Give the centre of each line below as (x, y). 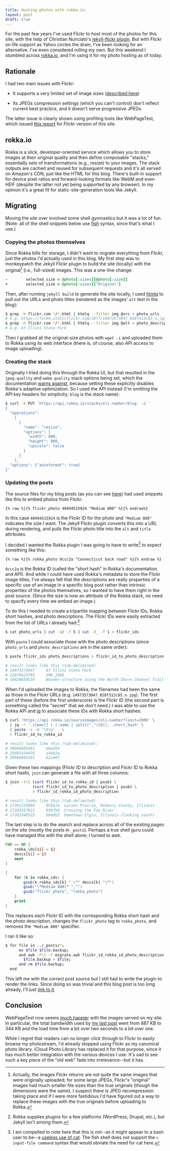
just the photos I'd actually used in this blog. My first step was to (73, 258)
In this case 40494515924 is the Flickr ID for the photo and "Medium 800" (79, 518)
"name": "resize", (43, 427)
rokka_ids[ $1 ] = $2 (35, 849)
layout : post (19, 15)
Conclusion (24, 1006)
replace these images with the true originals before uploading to (79, 1101)
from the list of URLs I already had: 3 (42, 622)
